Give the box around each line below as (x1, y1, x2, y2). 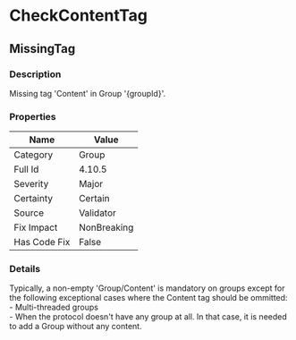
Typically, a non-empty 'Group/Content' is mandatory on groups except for (9, 283, 285, 293)
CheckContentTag (9, 5, 148, 26)
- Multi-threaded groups (9, 302, 98, 313)
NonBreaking (79, 221, 134, 234)
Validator (79, 207, 116, 219)
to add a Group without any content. (9, 321, 142, 332)
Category (13, 149, 54, 161)
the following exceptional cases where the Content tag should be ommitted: (9, 293, 288, 303)
